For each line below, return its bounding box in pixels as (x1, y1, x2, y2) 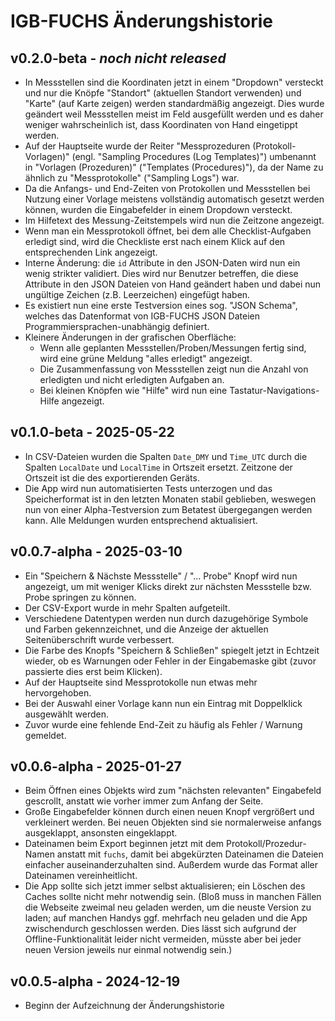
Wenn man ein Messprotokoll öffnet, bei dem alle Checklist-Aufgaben (24, 225, 312, 237)
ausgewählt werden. (24, 708, 109, 720)
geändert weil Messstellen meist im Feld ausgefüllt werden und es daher (24, 108, 324, 120)
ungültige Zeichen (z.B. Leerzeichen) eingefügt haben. (24, 289, 251, 300)
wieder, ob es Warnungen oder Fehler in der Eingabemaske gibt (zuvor (24, 655, 317, 667)
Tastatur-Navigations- (229, 385, 320, 396)
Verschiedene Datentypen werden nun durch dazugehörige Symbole (24, 612, 309, 624)
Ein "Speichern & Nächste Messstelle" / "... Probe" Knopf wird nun (24, 570, 298, 582)
